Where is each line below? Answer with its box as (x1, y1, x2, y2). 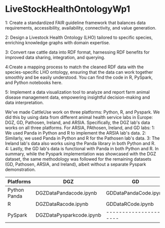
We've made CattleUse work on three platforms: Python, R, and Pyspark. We (5, 109, 160, 115)
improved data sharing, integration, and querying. (5, 54, 106, 60)
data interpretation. (5, 99, 44, 105)
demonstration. (5, 166, 36, 172)
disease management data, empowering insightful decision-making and (5, 94, 150, 100)
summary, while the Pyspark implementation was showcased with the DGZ (5, 151, 156, 157)
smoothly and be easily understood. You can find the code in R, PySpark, (5, 74, 153, 80)
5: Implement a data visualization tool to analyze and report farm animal (5, 89, 150, 95)
